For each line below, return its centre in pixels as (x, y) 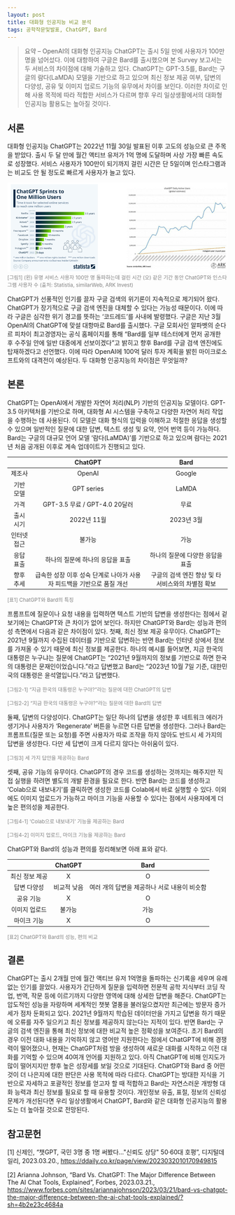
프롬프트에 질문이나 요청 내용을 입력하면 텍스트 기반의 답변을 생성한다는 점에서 (114, 614)
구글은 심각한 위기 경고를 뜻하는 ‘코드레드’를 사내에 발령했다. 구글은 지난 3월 (118, 316)
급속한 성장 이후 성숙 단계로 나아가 (81, 575)
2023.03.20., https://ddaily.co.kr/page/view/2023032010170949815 (120, 1161)
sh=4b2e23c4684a (35, 1204)
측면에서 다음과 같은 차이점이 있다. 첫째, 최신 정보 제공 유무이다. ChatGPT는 (118, 631)
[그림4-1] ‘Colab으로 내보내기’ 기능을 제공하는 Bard (66, 822)
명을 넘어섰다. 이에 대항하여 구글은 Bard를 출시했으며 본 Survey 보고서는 (123, 60)
